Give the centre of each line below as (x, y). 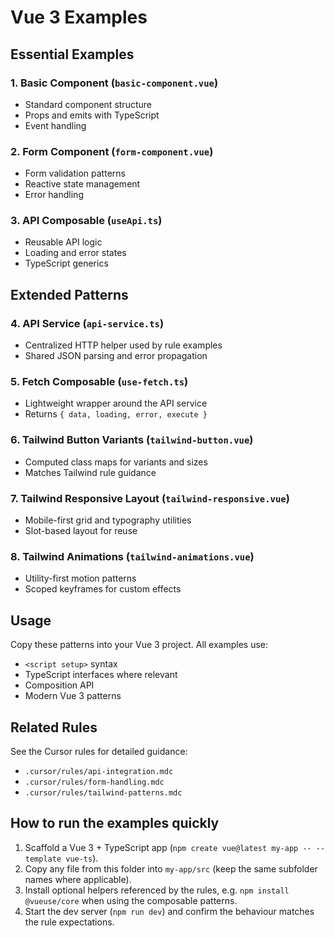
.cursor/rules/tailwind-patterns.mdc (103, 792)
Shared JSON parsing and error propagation (116, 356)
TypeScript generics (66, 263)
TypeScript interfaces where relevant (101, 675)
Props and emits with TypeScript (92, 115)
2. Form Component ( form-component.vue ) (112, 151)
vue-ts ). (82, 858)
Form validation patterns (75, 173)
